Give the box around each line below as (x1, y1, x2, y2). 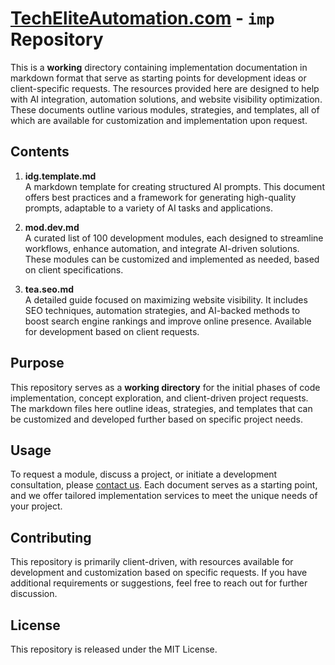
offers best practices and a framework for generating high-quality (24, 191, 297, 203)
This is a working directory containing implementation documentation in (10, 61, 308, 73)
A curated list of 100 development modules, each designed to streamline (24, 232, 324, 244)
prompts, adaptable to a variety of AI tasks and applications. (24, 202, 274, 214)
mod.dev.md (24, 221, 80, 233)
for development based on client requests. (24, 325, 200, 337)
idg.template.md (24, 170, 97, 182)
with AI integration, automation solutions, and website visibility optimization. (10, 93, 323, 105)
